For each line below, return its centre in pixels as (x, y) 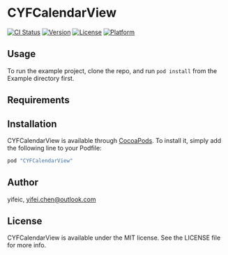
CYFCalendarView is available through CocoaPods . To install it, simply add (114, 140)
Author (23, 183)
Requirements (38, 100)
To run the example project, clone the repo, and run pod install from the (112, 70)
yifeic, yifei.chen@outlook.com (52, 199)
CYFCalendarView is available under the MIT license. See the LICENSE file (114, 238)
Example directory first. (41, 78)
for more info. (27, 245)
